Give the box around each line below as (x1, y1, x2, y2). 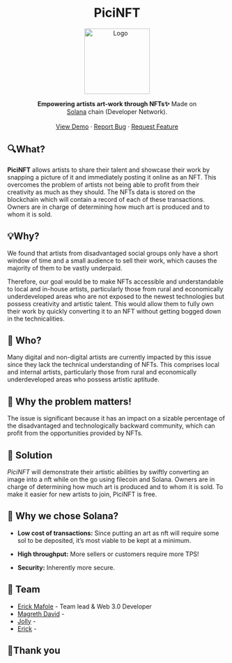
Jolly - (17, 617, 36, 625)
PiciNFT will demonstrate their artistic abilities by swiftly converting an (7, 468, 209, 476)
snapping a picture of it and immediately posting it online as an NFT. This (7, 173, 217, 181)
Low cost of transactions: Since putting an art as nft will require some (17, 529, 219, 537)
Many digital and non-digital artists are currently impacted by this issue (7, 353, 212, 361)
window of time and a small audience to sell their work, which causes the (7, 256, 217, 265)
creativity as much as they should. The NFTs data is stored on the (7, 187, 196, 196)
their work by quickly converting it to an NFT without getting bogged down (7, 307, 222, 315)
